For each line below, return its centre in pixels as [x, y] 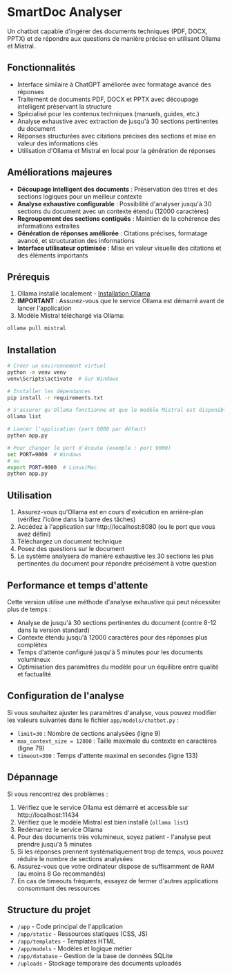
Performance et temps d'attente [78, 585]
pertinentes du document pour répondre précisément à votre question [117, 563]
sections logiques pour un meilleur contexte [80, 196]
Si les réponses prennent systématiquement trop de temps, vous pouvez [120, 851]
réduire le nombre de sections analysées [75, 858]
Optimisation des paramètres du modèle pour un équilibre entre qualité [118, 667]
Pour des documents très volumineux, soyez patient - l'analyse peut [114, 837]
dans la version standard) [53, 630]
